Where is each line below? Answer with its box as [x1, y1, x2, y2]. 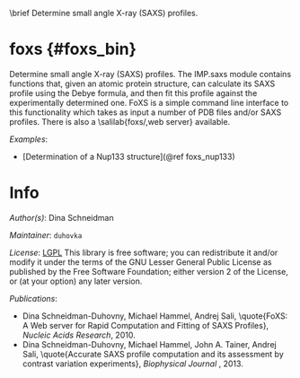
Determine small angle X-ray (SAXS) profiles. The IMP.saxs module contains [9, 68, 292, 79]
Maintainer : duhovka [9, 229, 83, 241]
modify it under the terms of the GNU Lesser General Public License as [9, 256, 272, 268]
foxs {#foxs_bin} [9, 40, 137, 59]
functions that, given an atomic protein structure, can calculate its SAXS [9, 78, 276, 89]
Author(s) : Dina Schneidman [9, 212, 114, 223]
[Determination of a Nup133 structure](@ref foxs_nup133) [22, 151, 235, 162]
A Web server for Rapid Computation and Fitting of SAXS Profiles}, [22, 320, 269, 330]
